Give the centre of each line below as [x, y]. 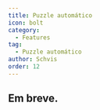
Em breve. [33, 99]
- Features [33, 37]
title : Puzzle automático [50, 15]
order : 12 [24, 67]
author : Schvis [33, 60]
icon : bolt [26, 23]
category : [24, 30]
